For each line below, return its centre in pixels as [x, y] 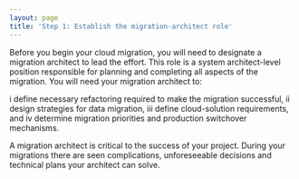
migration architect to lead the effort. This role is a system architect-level [145, 62]
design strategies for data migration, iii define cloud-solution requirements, [149, 108]
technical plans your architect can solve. [85, 164]
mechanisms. [34, 127]
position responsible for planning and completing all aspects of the [134, 71]
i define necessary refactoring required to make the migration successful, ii [149, 99]
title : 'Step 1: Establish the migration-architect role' [121, 26]
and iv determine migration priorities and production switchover [128, 118]
